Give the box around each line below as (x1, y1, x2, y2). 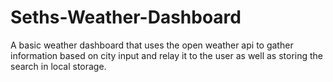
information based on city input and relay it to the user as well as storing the (10, 49, 324, 61)
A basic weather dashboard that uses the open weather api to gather (10, 39, 294, 51)
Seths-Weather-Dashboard (10, 6, 242, 29)
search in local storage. (10, 60, 107, 72)
